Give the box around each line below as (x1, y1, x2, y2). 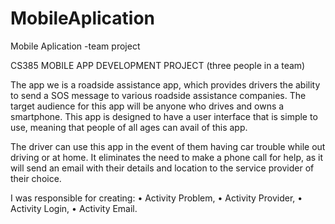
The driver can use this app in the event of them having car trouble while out (10, 140, 326, 152)
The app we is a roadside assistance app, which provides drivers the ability (10, 78, 321, 91)
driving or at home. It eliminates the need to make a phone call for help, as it (10, 151, 324, 163)
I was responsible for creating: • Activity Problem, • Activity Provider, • (10, 192, 303, 204)
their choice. (10, 172, 62, 184)
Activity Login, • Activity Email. (10, 202, 138, 214)
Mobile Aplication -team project (10, 40, 141, 52)
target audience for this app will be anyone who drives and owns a (10, 100, 285, 112)
